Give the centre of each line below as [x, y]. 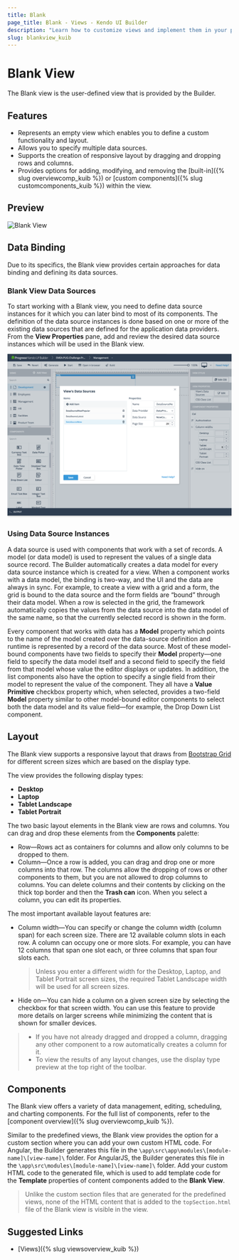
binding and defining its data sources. [63, 272]
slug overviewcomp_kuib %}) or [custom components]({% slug [110, 178]
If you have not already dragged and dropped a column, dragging [131, 1037]
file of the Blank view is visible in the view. [86, 1209]
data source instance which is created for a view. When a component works [118, 572]
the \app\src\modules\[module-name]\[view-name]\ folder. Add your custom [118, 1165]
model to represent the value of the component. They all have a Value [110, 684]
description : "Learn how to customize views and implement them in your [117, 30]
